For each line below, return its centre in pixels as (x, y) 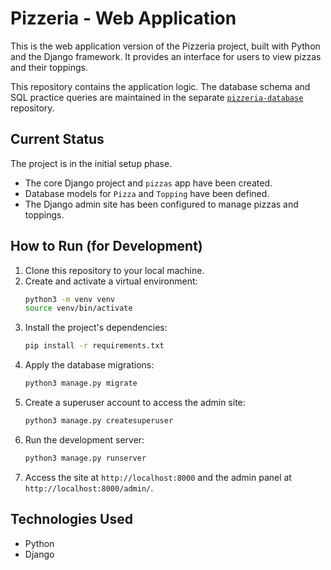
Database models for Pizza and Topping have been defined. (147, 193)
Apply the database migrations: (89, 365)
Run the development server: (84, 439)
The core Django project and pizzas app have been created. (148, 183)
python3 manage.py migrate (81, 383)
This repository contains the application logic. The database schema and (160, 86)
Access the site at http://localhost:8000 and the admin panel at (158, 477)
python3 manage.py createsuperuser (99, 421)
